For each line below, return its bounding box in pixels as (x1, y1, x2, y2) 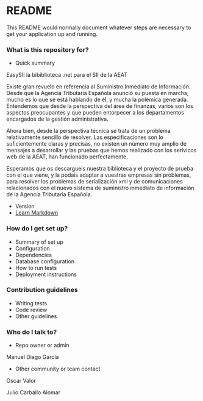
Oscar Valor (6, 377, 37, 385)
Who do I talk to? (6, 327, 57, 336)
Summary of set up (15, 238, 64, 246)
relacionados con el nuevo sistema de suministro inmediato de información (6, 184, 194, 192)
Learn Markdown (15, 209, 59, 216)
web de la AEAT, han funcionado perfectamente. (6, 153, 128, 160)
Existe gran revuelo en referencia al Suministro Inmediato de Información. (6, 83, 191, 90)
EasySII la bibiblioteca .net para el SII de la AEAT (6, 71, 128, 79)
